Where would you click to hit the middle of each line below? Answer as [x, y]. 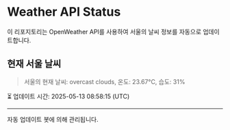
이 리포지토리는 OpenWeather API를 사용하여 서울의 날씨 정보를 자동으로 [104, 31]
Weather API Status [64, 12]
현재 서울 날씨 [34, 64]
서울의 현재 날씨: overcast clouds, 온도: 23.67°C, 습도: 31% [104, 81]
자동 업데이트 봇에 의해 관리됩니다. [53, 119]
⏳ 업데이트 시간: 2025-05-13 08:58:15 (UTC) [68, 96]
